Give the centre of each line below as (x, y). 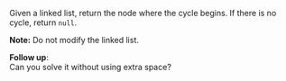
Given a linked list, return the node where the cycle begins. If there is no (143, 13)
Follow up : (29, 57)
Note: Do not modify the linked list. (74, 40)
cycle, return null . (43, 22)
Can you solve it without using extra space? (90, 67)
